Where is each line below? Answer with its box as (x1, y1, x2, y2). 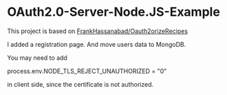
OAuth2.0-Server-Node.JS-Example (7, 4, 220, 20)
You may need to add (7, 53, 67, 62)
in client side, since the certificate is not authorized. (7, 80, 154, 88)
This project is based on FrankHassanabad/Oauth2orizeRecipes (7, 27, 188, 35)
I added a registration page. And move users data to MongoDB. (7, 40, 186, 48)
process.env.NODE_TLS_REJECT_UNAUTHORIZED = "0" (7, 67, 167, 75)
